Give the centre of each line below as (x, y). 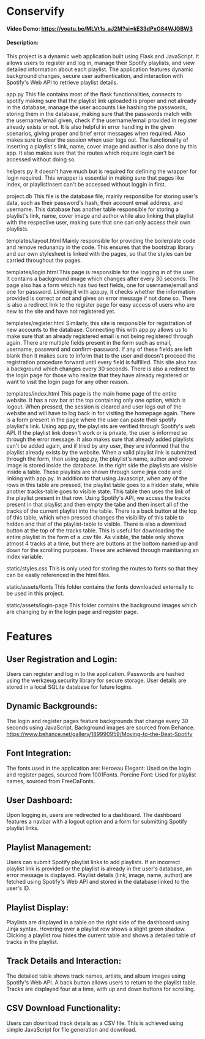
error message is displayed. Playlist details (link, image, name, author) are (99, 875)
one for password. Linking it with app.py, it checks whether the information (101, 291)
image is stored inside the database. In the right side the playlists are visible (102, 465)
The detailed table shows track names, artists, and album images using (96, 976)
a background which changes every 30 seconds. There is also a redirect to (101, 369)
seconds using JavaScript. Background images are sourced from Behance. (101, 727)
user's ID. (18, 888)
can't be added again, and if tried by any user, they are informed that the (98, 445)
